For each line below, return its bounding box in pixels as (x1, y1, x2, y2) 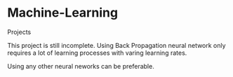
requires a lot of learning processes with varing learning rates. (7, 49, 187, 57)
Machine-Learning (7, 5, 118, 21)
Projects (7, 28, 32, 36)
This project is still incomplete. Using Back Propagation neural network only (7, 41, 226, 49)
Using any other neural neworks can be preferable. (7, 62, 154, 70)
